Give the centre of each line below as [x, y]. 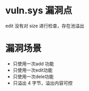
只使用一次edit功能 [33, 70]
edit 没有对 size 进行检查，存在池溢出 [45, 26]
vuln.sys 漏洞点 [39, 11]
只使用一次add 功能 [33, 63]
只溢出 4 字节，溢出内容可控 [43, 83]
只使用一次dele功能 [33, 76]
